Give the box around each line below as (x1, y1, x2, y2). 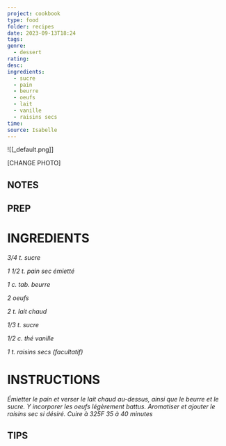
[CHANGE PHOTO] (7, 159, 61, 167)
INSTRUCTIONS (7, 372, 101, 388)
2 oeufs (7, 294, 29, 302)
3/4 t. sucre (7, 254, 41, 262)
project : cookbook (7, 10, 60, 17)
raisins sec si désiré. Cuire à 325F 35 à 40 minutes (7, 410, 153, 418)
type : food (7, 17, 39, 24)
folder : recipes (7, 23, 54, 30)
